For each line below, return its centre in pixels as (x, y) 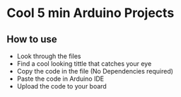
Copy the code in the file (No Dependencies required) (95, 71)
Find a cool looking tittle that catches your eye (84, 64)
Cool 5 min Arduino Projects (90, 13)
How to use (32, 39)
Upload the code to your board (62, 86)
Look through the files (49, 56)
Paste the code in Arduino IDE (60, 79)
